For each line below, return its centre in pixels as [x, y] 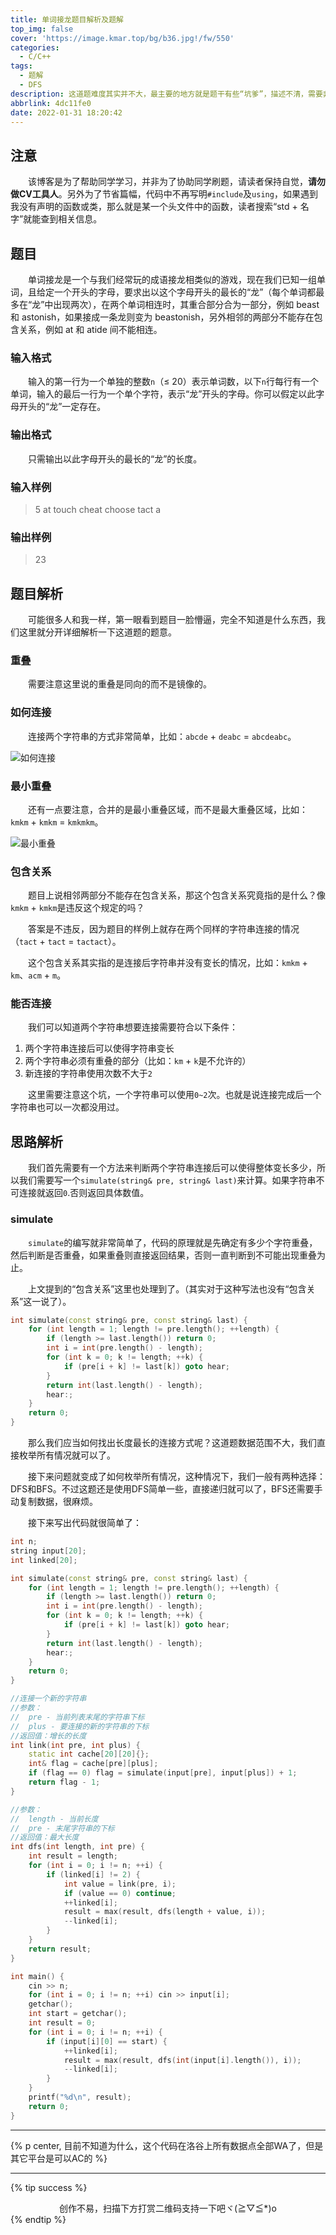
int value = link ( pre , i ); [120, 1884]
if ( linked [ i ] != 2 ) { [93, 1874]
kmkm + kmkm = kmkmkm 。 [57, 822]
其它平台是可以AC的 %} [59, 2158]
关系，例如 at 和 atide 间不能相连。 [90, 329]
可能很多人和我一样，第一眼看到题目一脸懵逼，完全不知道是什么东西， [172, 619]
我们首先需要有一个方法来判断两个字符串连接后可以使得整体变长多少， [172, 1168]
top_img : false [42, 29]
